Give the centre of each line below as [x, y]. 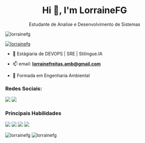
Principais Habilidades [33, 113]
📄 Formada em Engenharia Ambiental [51, 75]
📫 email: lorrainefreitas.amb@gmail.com [57, 64]
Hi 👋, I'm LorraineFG [85, 10]
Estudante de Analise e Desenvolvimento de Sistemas [85, 24]
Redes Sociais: [24, 88]
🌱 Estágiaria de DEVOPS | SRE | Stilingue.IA [57, 54]
